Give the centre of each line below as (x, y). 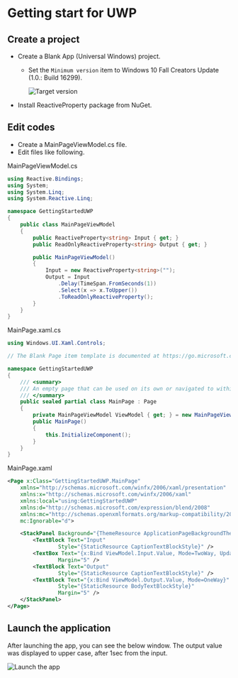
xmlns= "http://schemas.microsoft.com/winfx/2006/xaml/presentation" (123, 488)
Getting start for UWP (72, 13)
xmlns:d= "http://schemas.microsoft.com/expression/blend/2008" (115, 508)
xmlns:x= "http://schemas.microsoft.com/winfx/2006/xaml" (106, 495)
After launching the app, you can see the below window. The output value (115, 645)
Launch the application (59, 629)
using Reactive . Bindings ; (45, 179)
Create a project (44, 39)
